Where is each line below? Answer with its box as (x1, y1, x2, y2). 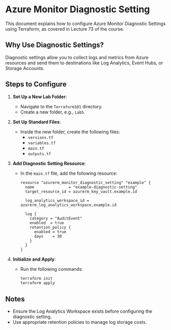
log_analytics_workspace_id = (25, 198, 89, 203)
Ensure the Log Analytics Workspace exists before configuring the (12, 308, 153, 315)
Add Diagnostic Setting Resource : (12, 160, 86, 167)
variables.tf (28, 140, 56, 146)
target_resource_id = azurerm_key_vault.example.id (25, 189, 137, 194)
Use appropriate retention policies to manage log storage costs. (12, 319, 147, 325)
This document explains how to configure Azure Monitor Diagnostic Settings (5, 20, 166, 27)
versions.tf (28, 135, 54, 140)
